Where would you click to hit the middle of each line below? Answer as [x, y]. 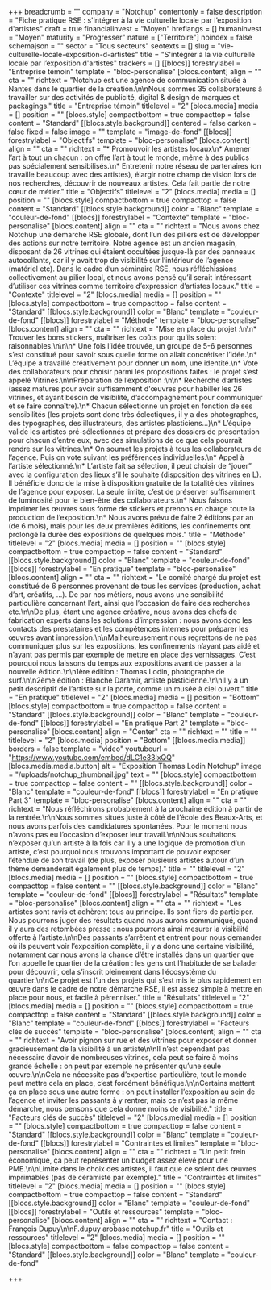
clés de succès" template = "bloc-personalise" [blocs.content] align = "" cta [135, 1031]
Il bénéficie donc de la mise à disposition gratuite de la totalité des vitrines [131, 483]
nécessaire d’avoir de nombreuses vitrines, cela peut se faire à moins [123, 1057]
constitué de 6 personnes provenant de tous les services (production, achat [134, 586]
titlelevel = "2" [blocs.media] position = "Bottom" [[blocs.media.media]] [127, 740]
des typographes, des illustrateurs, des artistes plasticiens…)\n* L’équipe [130, 423]
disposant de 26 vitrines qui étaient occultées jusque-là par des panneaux [132, 252]
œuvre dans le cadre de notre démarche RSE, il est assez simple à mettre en [135, 989]
